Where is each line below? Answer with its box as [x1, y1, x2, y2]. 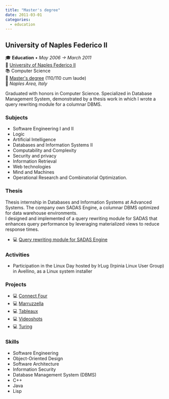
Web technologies [12, 164, 51, 170]
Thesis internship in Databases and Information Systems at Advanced [5, 199, 152, 205]
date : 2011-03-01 [5, 12, 42, 17]
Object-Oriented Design [12, 355, 63, 361]
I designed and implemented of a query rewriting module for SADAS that [5, 215, 158, 221]
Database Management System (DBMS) [12, 371, 97, 378]
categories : [5, 17, 31, 22]
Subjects [5, 114, 28, 121]
